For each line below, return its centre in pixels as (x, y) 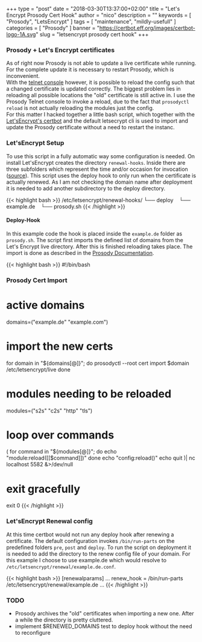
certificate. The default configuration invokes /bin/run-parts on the (90, 541)
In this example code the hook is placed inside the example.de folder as (94, 233)
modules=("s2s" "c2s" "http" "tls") (49, 411)
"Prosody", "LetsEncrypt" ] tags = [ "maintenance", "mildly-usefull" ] (91, 21)
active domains (46, 305)
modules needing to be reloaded (89, 393)
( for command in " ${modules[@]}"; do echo (62, 452)
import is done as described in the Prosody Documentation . (80, 252)
